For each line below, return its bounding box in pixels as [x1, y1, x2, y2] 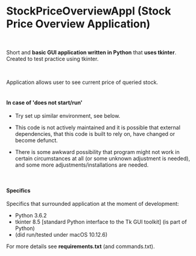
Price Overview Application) [6, 17, 151, 31]
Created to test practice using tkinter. [6, 55, 99, 62]
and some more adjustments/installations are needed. [14, 161, 149, 168]
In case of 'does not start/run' [6, 98, 83, 106]
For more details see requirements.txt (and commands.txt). [6, 243, 155, 250]
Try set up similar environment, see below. [14, 112, 121, 120]
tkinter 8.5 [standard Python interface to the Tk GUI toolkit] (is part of [14, 219, 187, 226]
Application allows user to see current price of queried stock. [6, 78, 159, 86]
